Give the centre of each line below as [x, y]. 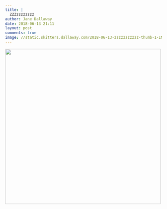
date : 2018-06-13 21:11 [30, 24]
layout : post [19, 28]
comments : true [21, 33]
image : [12, 38]
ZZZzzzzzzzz [22, 14]
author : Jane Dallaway [29, 19]
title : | [14, 10]
